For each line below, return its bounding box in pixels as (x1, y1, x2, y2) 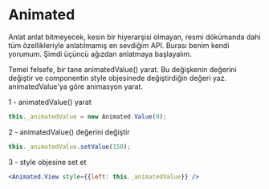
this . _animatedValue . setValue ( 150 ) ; (8, 143, 131, 151)
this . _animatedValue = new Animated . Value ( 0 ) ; (8, 112, 167, 121)
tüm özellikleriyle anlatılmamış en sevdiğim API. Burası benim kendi (8, 40, 230, 50)
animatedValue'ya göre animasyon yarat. (8, 82, 143, 91)
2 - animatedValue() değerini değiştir (8, 127, 130, 137)
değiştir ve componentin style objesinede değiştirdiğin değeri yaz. (8, 73, 227, 82)
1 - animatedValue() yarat (8, 97, 92, 107)
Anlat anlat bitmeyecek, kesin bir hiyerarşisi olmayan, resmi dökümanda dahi (8, 32, 261, 42)
